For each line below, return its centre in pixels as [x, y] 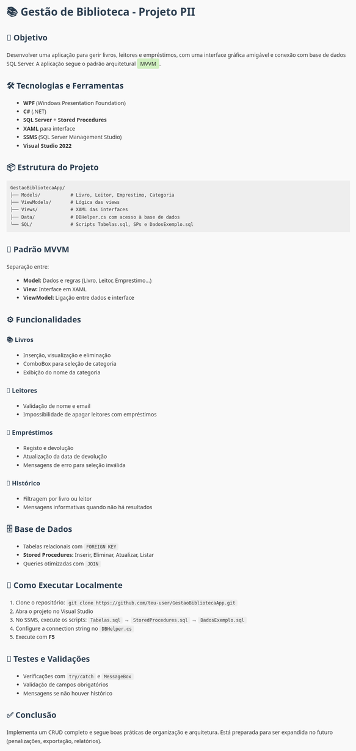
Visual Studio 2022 [47, 146]
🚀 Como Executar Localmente [64, 585]
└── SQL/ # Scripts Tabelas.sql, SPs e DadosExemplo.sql [102, 224]
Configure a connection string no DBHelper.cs [74, 628]
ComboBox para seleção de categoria [70, 364]
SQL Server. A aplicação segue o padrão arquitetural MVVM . [84, 63]
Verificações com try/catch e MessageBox [77, 676]
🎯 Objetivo [27, 38]
